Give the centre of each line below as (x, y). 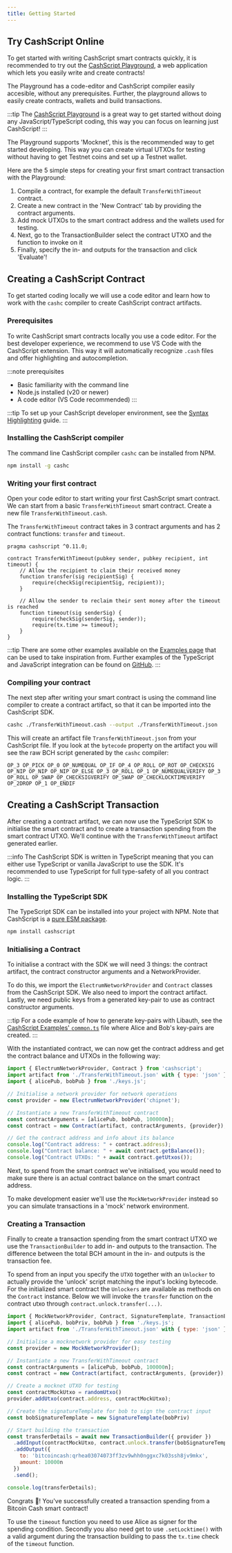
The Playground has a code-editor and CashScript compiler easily (101, 86)
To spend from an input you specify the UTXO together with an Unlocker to (111, 1275)
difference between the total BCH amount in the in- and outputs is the (106, 1254)
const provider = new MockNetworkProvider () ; (74, 1348)
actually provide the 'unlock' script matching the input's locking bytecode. (113, 1282)
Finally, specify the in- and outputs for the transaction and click (107, 250)
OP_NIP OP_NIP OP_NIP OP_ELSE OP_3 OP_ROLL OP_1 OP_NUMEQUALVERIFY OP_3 (114, 772)
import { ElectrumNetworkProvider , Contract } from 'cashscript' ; (105, 1069)
